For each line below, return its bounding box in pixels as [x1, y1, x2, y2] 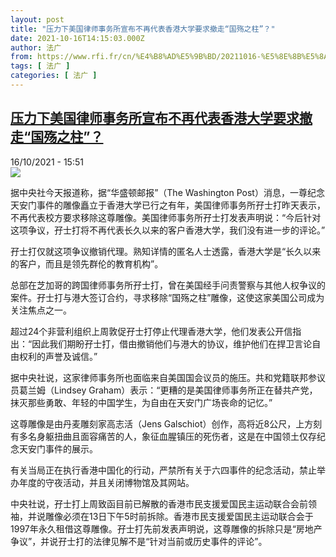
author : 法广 [10, 42, 62, 53]
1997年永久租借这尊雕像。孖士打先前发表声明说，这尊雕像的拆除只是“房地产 [10, 522, 323, 535]
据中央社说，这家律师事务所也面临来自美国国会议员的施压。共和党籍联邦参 [10, 371, 317, 383]
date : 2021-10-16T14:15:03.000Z [10, 33, 145, 43]
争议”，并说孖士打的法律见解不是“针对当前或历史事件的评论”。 [10, 535, 268, 547]
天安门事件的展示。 [18, 442, 98, 455]
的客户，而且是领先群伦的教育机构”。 [10, 257, 164, 270]
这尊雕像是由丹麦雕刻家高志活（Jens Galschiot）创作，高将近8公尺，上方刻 [10, 417, 323, 430]
